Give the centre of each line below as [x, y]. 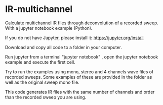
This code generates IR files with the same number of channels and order [80, 92]
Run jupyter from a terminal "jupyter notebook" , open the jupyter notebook [81, 57]
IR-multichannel [39, 9]
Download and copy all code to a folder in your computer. [63, 47]
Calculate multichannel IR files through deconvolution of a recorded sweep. [82, 23]
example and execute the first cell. [40, 62]
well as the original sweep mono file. [42, 82]
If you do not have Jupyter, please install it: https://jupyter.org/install [75, 38]
